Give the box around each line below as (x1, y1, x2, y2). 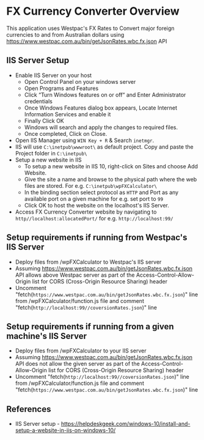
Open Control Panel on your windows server (24, 78, 136, 85)
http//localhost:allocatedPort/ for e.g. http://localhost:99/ (15, 214, 173, 222)
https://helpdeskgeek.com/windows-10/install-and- (60, 420, 191, 428)
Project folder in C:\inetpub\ (15, 149, 87, 157)
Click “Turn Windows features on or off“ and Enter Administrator (24, 91, 186, 99)
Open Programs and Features (24, 84, 99, 92)
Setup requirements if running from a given (6, 321, 174, 332)
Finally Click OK (24, 117, 64, 124)
